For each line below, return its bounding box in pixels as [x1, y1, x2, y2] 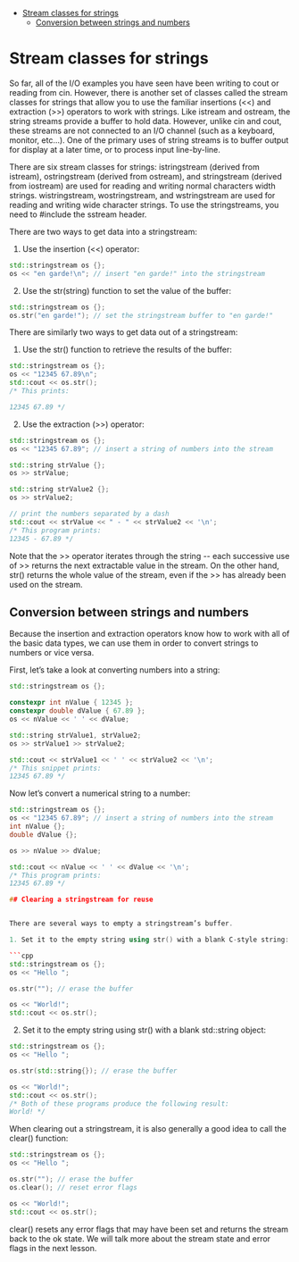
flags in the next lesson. [9, 1242, 97, 1253]
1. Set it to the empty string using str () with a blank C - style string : [9, 935, 290, 944]
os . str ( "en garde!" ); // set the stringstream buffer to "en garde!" [9, 311, 274, 320]
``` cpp [9, 951, 34, 960]
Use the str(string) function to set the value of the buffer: [21, 285, 232, 296]
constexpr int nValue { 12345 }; [9, 698, 134, 707]
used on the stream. [9, 579, 83, 589]
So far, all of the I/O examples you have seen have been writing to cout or [9, 78, 279, 88]
